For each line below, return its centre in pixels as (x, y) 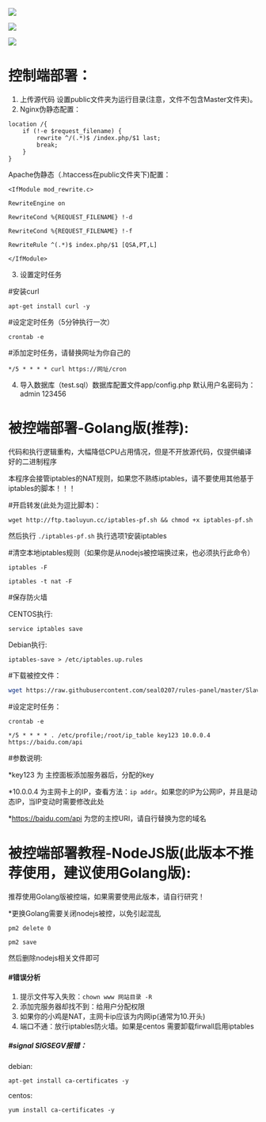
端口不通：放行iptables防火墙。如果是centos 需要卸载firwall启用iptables (137, 1026)
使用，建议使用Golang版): (107, 873)
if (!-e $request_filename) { (72, 131)
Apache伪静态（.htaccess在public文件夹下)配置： (89, 174)
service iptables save (46, 629)
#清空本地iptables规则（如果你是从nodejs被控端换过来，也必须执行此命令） (131, 552)
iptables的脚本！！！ (42, 488)
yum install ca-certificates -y (61, 1110)
